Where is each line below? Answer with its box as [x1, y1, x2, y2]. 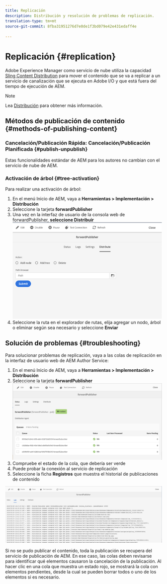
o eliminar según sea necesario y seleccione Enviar [12, 325, 118, 331]
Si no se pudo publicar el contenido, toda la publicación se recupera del [5, 547, 153, 554]
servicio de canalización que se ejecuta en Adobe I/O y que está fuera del [5, 78, 157, 84]
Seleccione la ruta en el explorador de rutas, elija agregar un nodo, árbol [12, 320, 161, 326]
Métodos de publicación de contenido [5, 117, 125, 125]
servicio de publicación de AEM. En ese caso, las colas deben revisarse [5, 553, 152, 559]
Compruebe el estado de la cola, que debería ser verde [12, 460, 126, 467]
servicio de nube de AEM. [5, 162, 58, 168]
